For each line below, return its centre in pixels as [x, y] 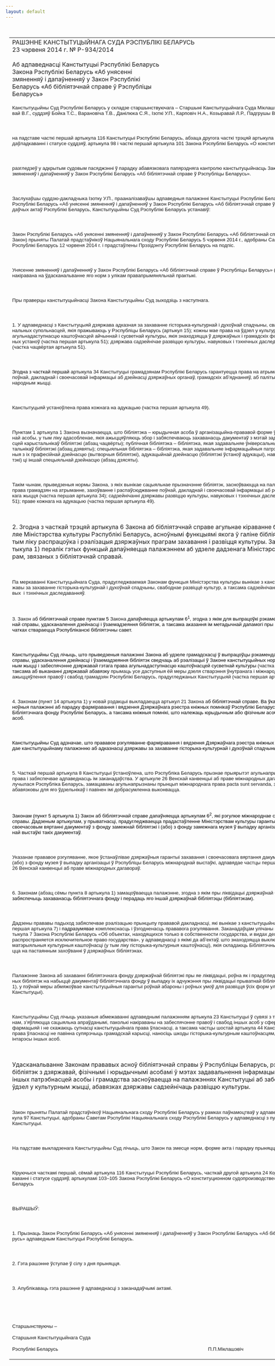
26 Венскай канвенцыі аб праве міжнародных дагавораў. [77, 868]
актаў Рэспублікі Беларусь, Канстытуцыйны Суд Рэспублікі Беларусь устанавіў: [120, 209]
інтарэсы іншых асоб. [37, 1039]
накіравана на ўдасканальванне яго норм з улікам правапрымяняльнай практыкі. [105, 275]
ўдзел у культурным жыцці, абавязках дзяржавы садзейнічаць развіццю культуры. [131, 1086]
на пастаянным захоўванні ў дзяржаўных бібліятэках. [83, 951]
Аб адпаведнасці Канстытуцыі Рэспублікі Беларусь [86, 64]
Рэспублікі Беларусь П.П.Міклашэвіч [128, 1349]
